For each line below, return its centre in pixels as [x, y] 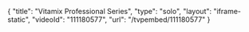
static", [19, 20]
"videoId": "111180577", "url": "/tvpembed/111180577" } [121, 20]
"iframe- [227, 11]
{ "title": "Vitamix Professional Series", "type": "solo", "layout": [110, 11]
